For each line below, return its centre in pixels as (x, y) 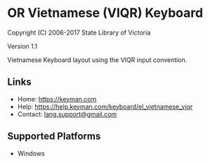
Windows (31, 153)
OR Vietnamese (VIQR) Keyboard (105, 13)
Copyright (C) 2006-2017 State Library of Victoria (79, 32)
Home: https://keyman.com (57, 99)
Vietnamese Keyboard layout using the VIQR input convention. (97, 60)
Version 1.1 (22, 46)
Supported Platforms (54, 137)
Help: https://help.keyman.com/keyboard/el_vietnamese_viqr (105, 107)
